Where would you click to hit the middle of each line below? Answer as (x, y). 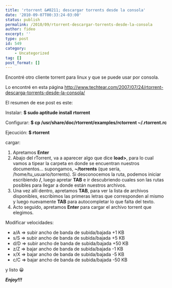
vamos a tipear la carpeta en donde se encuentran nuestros (76, 164)
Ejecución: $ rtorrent (27, 133)
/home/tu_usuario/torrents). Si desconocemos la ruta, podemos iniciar (87, 174)
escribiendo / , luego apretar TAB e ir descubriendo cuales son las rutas (88, 180)
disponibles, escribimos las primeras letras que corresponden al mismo (88, 196)
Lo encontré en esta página (34, 87)
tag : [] (14, 58)
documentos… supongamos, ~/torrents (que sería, (67, 169)
